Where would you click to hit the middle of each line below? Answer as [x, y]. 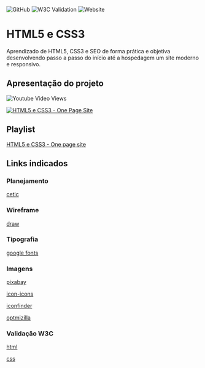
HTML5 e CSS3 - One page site [46, 144]
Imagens [20, 269]
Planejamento [28, 181]
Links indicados [37, 163]
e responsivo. [24, 64]
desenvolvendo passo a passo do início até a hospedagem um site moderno [103, 58]
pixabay [16, 282]
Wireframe [23, 210]
